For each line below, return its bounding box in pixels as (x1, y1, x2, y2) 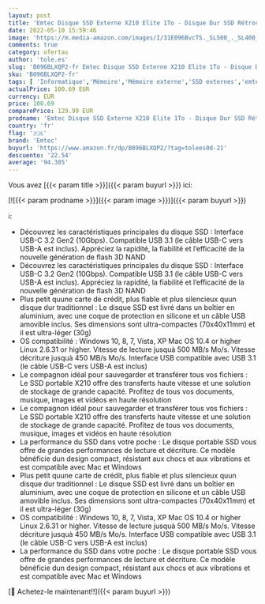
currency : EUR (8, 92, 55, 100)
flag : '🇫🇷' (8, 129, 47, 137)
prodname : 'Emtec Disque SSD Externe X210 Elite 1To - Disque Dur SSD (8, 115, 245, 123)
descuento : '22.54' (8, 151, 73, 159)
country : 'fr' (8, 122, 55, 130)
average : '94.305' (8, 159, 69, 167)
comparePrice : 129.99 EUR (8, 108, 93, 115)
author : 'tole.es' (8, 56, 69, 64)
